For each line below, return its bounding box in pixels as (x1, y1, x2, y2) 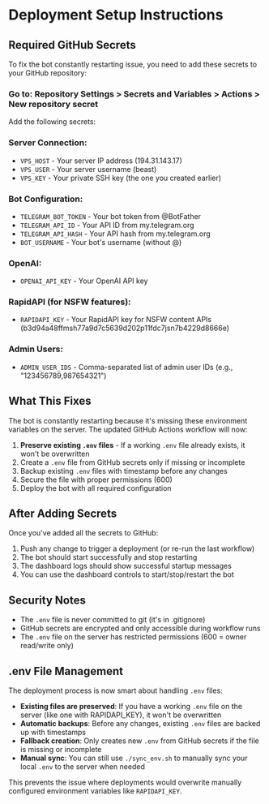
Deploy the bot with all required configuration (19, 483, 172, 492)
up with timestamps (19, 728, 87, 737)
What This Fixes (8, 394, 92, 408)
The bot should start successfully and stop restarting (19, 552, 198, 562)
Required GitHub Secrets (8, 38, 136, 52)
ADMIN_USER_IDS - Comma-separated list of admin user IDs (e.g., (19, 362, 233, 372)
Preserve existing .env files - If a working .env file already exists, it (19, 440, 246, 449)
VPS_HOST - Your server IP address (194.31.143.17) (19, 156, 182, 166)
